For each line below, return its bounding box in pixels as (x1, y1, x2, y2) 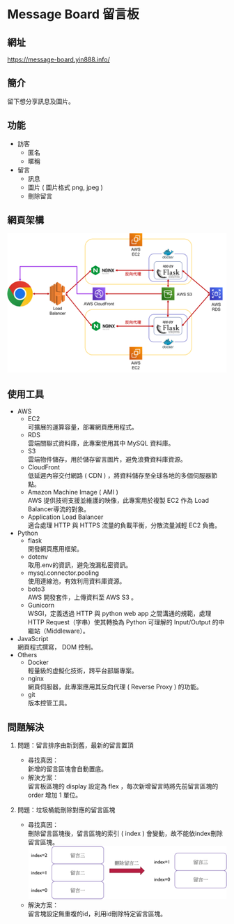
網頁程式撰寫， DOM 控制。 (17, 643, 97, 652)
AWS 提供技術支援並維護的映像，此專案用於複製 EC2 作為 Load (27, 497, 210, 505)
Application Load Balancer (27, 513, 104, 521)
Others (17, 651, 38, 659)
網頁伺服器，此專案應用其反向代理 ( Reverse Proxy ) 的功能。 (27, 682, 203, 691)
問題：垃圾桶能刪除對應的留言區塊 (17, 806, 116, 814)
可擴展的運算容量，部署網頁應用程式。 (27, 423, 138, 432)
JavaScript (17, 635, 49, 643)
